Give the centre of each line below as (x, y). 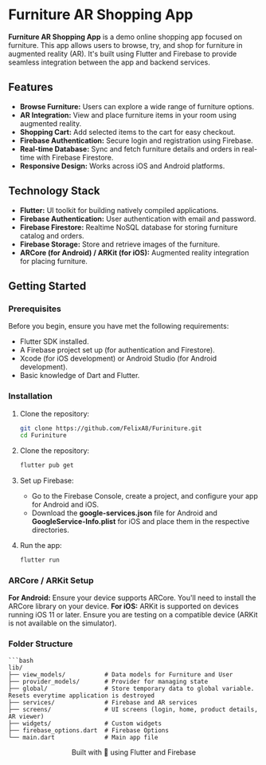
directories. (50, 530)
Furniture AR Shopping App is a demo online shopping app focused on (125, 37)
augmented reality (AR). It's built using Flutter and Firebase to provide (123, 53)
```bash (21, 661)
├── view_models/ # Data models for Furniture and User (121, 674)
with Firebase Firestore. (75, 157)
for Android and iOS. (65, 505)
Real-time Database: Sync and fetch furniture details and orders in (130, 148)
